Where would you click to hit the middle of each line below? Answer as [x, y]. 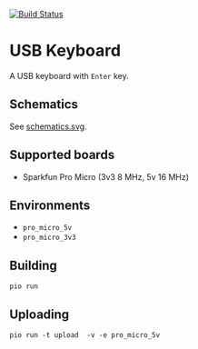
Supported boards [62, 155]
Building [33, 265]
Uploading [40, 314]
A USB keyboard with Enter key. [69, 75]
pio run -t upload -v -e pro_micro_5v [85, 335]
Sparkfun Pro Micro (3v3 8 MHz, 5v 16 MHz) [105, 176]
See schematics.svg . [49, 126]
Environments [50, 205]
